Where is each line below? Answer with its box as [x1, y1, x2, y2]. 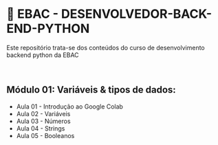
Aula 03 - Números [16, 117, 71, 125]
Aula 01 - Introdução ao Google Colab [16, 102, 123, 111]
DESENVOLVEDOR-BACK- [61, 6, 212, 22]
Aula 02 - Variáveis [16, 109, 71, 118]
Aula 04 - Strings [16, 124, 65, 133]
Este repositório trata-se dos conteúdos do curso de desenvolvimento [6, 43, 205, 52]
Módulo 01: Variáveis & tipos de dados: [6, 84, 176, 96]
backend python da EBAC [6, 51, 80, 59]
